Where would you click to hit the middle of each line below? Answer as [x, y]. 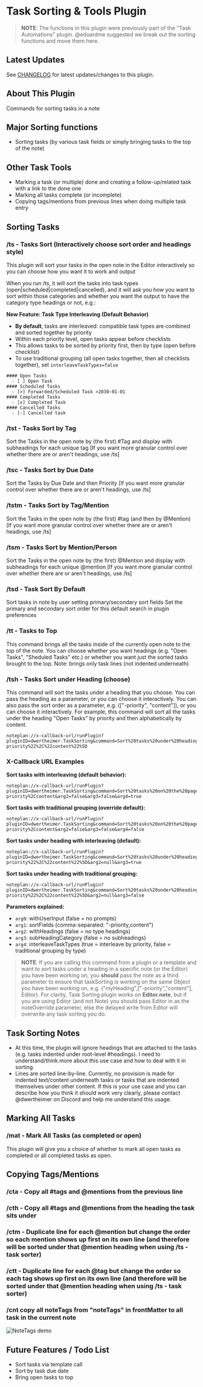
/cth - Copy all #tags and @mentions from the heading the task [101, 1207]
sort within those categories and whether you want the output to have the [98, 296]
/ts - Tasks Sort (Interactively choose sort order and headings [99, 244]
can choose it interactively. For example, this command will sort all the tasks [101, 712]
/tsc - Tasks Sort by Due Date [50, 470]
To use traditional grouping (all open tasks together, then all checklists [102, 358]
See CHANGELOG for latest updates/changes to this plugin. [80, 75]
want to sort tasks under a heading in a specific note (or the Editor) [105, 969]
